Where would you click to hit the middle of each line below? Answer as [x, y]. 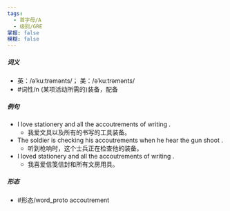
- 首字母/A [27, 20]
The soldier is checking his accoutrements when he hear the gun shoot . [120, 140]
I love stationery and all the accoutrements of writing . [94, 124]
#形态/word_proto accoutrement [63, 200]
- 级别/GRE [28, 26]
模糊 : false [23, 39]
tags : [15, 13]
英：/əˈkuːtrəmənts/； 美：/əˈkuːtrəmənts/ [76, 81]
